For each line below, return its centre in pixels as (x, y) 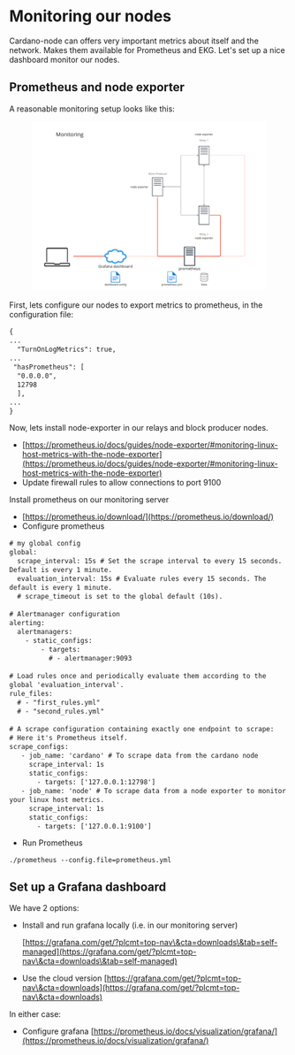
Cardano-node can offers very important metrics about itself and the (134, 41)
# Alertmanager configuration (65, 614)
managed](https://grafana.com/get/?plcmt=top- (109, 952)
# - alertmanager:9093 (90, 658)
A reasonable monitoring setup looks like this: (92, 109)
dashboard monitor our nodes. (64, 59)
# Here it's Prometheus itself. (68, 738)
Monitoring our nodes (91, 16)
